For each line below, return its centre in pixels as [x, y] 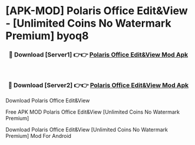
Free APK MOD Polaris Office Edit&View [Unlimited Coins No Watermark [93, 112]
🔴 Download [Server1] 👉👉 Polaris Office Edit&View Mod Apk [98, 55]
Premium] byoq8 [47, 36]
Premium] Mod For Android [39, 136]
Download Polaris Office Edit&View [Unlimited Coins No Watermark [87, 129]
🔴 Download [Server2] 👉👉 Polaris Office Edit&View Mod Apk [98, 85]
